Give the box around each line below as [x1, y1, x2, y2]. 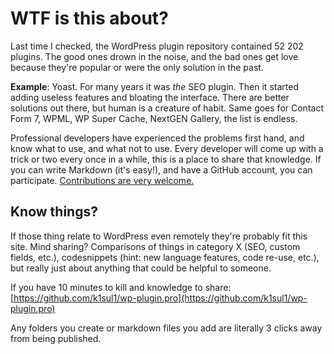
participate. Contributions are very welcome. [10, 174, 195, 186]
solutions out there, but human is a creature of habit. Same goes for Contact [10, 102, 324, 114]
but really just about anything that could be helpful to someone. [10, 262, 272, 274]
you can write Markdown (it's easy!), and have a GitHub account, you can [10, 163, 313, 176]
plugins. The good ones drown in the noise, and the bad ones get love [10, 50, 299, 62]
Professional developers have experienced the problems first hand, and [10, 132, 305, 144]
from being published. [10, 332, 102, 344]
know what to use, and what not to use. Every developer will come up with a [10, 142, 324, 154]
